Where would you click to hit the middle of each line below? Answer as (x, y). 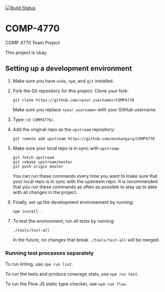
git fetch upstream (33, 157)
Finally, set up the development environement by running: (73, 202)
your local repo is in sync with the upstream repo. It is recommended (85, 181)
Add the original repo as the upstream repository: (64, 129)
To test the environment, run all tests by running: (64, 221)
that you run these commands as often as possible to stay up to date (85, 187)
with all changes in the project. (45, 192)
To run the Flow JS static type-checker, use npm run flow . (66, 284)
